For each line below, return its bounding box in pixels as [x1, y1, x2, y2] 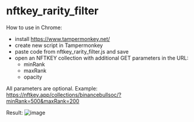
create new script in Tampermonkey [14, 42, 103, 49]
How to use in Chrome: [6, 24, 62, 31]
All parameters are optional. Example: [6, 85, 98, 92]
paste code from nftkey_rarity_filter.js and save [14, 48, 129, 55]
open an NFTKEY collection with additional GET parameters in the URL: [14, 54, 189, 61]
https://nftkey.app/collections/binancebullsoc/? [6, 91, 122, 98]
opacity [23, 73, 43, 80]
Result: [6, 109, 23, 116]
